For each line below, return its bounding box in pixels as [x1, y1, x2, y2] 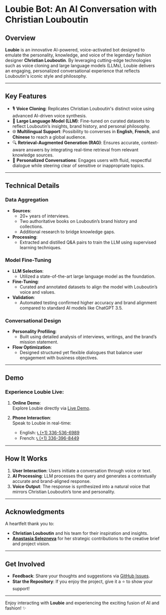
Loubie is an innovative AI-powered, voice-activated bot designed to [5, 47, 145, 52]
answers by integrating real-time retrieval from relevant [26, 147, 139, 153]
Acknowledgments [5, 508, 65, 516]
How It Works [5, 455, 48, 463]
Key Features [5, 92, 47, 101]
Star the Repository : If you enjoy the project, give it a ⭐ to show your [12, 578, 153, 585]
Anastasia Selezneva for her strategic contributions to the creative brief [12, 536, 160, 542]
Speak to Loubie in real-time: [12, 420, 72, 426]
